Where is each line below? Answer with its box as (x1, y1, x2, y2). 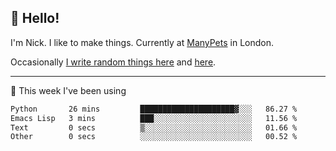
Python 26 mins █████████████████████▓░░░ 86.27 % (10, 104, 298, 114)
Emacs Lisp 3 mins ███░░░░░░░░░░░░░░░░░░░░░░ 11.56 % (10, 113, 298, 123)
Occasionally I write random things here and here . (10, 56, 217, 68)
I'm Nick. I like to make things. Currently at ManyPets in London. (10, 36, 274, 48)
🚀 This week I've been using (10, 84, 127, 96)
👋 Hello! (10, 10, 60, 27)
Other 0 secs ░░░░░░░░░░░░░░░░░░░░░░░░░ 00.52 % (10, 132, 298, 142)
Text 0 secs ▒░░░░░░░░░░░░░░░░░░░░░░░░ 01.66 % (10, 122, 298, 133)
